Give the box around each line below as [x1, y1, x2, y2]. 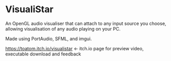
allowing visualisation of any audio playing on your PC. [5, 25, 121, 32]
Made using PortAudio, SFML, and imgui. [5, 36, 92, 42]
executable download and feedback [5, 51, 81, 57]
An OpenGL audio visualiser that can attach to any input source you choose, [5, 20, 166, 26]
